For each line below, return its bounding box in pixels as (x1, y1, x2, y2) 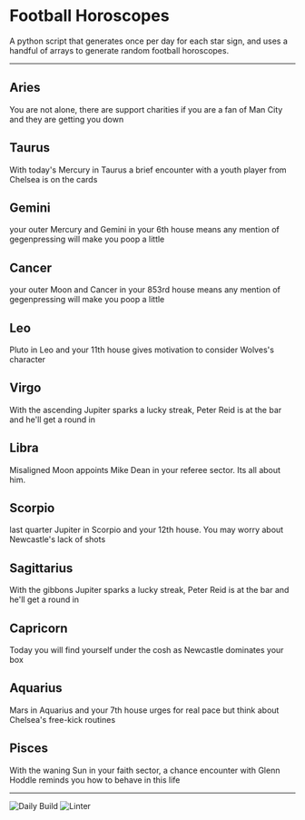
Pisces (9, 741, 48, 756)
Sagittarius (9, 560, 74, 576)
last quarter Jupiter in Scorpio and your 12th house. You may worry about (9, 524, 284, 536)
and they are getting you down (9, 114, 124, 124)
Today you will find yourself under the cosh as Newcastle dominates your (9, 645, 284, 656)
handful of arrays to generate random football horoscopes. (9, 44, 230, 55)
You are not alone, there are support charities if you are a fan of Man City (9, 104, 283, 114)
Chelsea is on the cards (9, 173, 98, 184)
